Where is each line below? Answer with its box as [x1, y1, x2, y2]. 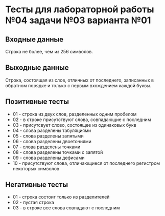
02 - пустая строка [12, 199, 55, 206]
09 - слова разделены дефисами [12, 154, 85, 161]
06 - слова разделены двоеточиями [12, 138, 92, 144]
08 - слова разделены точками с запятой [12, 149, 103, 155]
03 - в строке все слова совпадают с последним [12, 205, 120, 211]
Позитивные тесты [5, 97, 69, 106]
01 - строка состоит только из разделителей [12, 194, 110, 200]
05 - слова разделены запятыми [12, 132, 84, 139]
